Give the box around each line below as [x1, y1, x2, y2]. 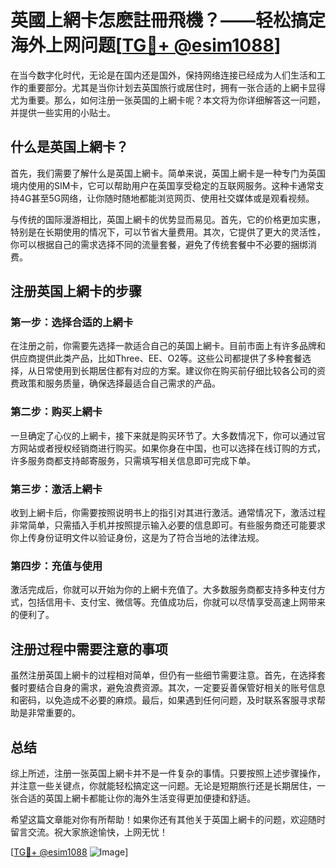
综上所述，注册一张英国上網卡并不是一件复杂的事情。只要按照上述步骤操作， [10, 767, 326, 779]
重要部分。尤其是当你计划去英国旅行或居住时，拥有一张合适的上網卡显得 [27, 81, 326, 93]
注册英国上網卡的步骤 [10, 283, 142, 300]
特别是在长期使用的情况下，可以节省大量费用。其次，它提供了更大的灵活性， [10, 226, 326, 238]
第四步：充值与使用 [10, 559, 103, 573]
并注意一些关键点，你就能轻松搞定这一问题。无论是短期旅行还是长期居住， [10, 779, 317, 791]
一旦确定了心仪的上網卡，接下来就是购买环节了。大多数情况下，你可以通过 [10, 429, 317, 441]
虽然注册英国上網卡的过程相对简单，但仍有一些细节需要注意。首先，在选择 [10, 669, 317, 681]
